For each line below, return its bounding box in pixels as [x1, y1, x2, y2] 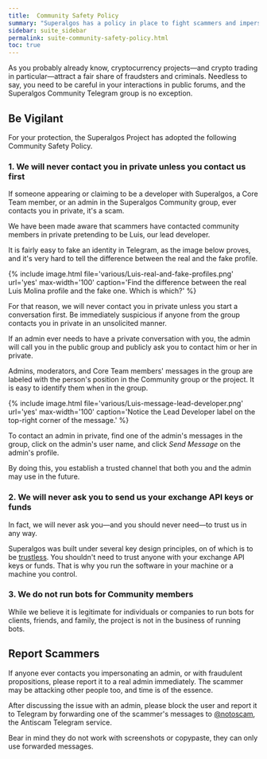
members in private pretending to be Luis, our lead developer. [8, 230, 211, 240]
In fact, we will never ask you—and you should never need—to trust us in [8, 519, 247, 530]
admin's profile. [8, 448, 60, 458]
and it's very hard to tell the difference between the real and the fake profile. [8, 254, 258, 264]
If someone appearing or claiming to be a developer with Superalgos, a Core [8, 189, 258, 199]
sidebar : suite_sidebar [8, 26, 87, 34]
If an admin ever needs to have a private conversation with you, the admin [8, 334, 250, 343]
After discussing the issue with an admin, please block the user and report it [8, 700, 257, 710]
